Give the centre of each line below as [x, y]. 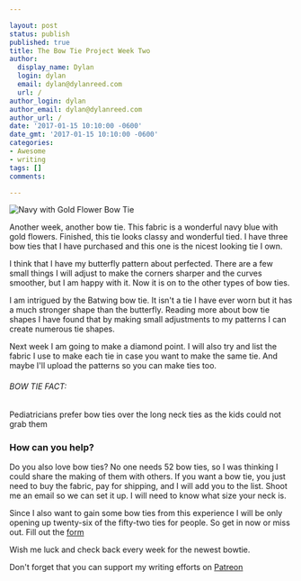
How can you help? [52, 447]
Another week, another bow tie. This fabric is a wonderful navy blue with [144, 227]
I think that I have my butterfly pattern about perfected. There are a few [142, 264]
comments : [28, 177]
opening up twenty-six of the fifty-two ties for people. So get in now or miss [150, 522]
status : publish [40, 34]
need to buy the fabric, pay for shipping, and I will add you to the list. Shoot [148, 486]
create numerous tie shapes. [62, 329]
